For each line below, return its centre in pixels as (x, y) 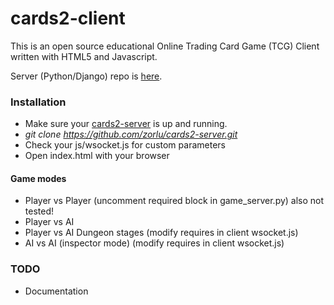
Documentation (56, 291)
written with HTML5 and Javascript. (84, 56)
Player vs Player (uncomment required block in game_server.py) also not (174, 201)
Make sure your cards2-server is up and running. (126, 124)
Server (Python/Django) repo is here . (86, 76)
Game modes (38, 178)
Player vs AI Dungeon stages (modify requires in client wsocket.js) (161, 233)
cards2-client (68, 18)
